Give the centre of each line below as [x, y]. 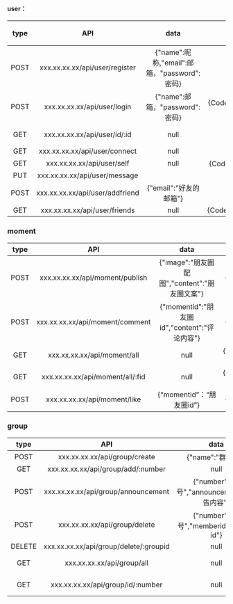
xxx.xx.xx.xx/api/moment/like [94, 399]
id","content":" [183, 327]
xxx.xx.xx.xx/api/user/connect [88, 151]
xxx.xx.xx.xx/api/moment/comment [93, 321]
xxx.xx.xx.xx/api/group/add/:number [107, 469]
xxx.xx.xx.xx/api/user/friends [88, 210]
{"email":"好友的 [173, 188]
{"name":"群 [207, 457]
